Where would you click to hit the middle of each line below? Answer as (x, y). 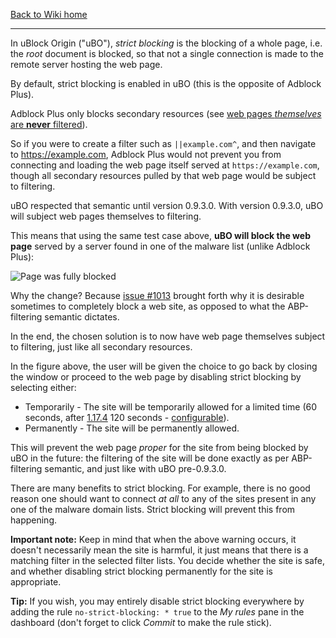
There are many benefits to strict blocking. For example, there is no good (160, 488)
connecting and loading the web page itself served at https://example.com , (165, 165)
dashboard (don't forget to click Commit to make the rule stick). (141, 622)
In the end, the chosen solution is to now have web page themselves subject (168, 336)
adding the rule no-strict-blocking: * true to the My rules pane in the (157, 612)
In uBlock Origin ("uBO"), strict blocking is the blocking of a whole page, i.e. (166, 43)
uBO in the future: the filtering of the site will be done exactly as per (150, 458)
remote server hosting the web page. (86, 64)
